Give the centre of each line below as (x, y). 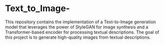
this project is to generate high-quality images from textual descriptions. (78, 37)
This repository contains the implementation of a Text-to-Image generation (81, 22)
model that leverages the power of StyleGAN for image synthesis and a (77, 27)
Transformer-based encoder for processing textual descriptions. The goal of (82, 32)
